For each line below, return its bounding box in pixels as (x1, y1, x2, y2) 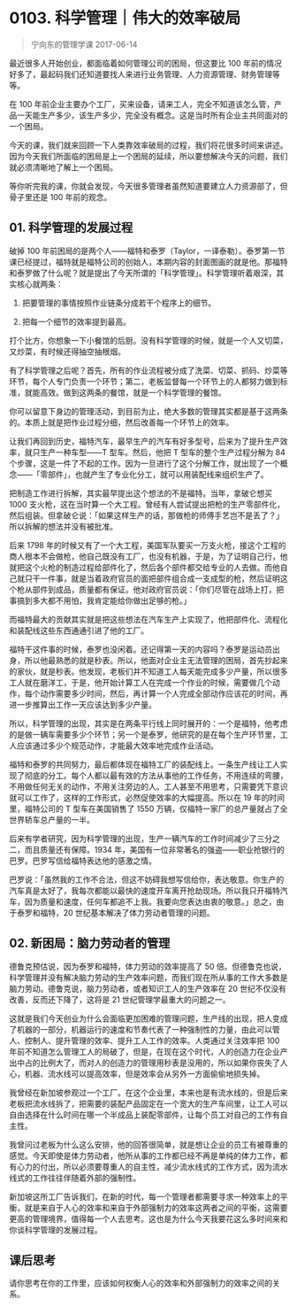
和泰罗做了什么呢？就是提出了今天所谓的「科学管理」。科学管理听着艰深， (9, 267, 277, 278)
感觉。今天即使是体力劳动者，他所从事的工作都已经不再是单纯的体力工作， (9, 1150, 280, 1161)
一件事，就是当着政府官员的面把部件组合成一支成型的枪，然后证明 (39, 573, 280, 584)
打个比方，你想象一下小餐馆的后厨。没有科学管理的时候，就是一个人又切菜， (9, 335, 288, 345)
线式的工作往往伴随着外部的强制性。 (9, 1172, 141, 1183)
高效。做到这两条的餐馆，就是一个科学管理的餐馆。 (39, 387, 226, 398)
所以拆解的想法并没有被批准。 (9, 521, 118, 531)
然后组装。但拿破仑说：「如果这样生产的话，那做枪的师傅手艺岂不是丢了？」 (9, 510, 285, 521)
